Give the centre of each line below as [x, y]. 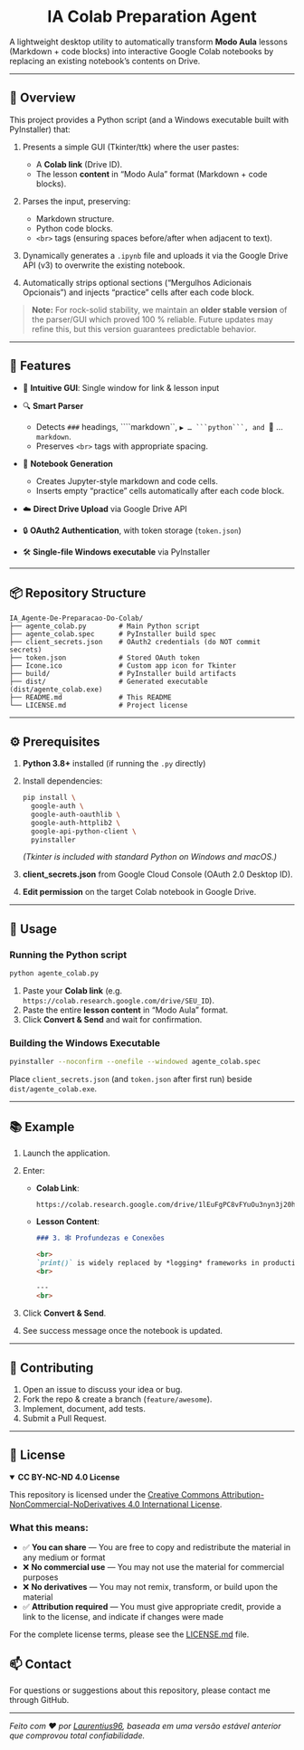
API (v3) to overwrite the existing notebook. [104, 265]
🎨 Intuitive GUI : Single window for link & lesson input [121, 387]
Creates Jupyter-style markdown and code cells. [127, 480]
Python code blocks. [74, 228]
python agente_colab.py [54, 974]
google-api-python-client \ [84, 831]
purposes [40, 1577]
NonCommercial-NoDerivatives [68, 1504]
